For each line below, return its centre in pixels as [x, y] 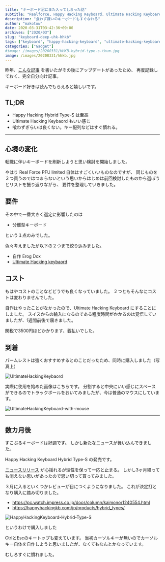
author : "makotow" [24, 23]
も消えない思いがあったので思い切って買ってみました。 [61, 476]
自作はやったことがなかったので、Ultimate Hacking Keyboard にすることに [81, 308]
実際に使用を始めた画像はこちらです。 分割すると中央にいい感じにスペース [81, 387]
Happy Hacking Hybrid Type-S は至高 [50, 115]
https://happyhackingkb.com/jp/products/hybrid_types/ [69, 508]
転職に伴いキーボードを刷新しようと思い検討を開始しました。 [68, 162]
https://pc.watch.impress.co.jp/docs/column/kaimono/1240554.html [81, 502]
